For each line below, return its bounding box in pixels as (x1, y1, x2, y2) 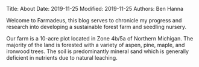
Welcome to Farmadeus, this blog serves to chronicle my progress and (6, 17, 182, 24)
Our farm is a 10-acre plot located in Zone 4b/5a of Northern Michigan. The (6, 35, 194, 42)
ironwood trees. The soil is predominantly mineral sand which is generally (6, 48, 189, 55)
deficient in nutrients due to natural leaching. (6, 54, 118, 61)
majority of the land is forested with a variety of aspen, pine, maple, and (6, 42, 185, 48)
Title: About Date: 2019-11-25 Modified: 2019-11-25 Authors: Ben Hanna (6, 5, 184, 12)
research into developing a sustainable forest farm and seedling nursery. (6, 24, 187, 30)
